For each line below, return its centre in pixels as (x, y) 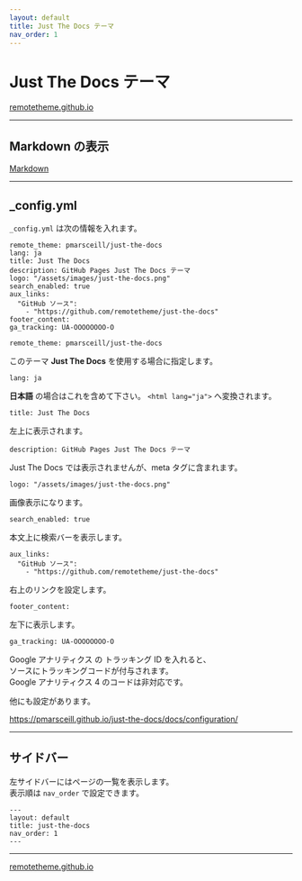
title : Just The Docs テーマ (62, 26)
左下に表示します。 (44, 624)
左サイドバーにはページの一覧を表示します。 (92, 781)
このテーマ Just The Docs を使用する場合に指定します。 (114, 360)
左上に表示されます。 (49, 431)
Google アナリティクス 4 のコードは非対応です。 (99, 682)
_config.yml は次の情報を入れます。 (75, 228)
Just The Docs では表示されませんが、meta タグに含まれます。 (126, 467)
